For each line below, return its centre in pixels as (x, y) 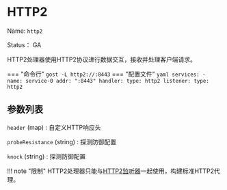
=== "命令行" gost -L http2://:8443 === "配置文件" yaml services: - (107, 74)
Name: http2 (25, 31)
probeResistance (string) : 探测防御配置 (62, 141)
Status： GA (24, 44)
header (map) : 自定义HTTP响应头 (54, 127)
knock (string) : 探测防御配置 (46, 156)
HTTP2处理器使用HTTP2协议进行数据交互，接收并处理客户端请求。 (102, 59)
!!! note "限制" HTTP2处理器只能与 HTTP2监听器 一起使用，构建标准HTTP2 (111, 171)
